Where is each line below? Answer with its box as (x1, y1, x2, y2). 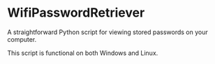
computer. (7, 35, 37, 43)
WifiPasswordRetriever (7, 5, 145, 21)
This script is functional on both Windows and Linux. (7, 49, 158, 57)
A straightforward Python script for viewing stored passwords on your (7, 28, 208, 36)
